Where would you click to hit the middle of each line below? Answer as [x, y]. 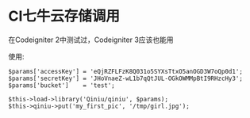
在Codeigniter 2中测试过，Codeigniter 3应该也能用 [91, 40]
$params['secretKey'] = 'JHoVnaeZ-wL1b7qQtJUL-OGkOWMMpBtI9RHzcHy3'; [126, 78]
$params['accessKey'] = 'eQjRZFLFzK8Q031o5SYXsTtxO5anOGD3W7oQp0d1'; [126, 71]
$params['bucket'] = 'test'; [62, 85]
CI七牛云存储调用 [64, 16]
